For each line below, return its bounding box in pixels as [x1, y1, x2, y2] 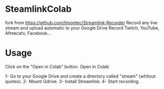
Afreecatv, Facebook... [5, 30, 52, 36]
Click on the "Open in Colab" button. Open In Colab [5, 63, 109, 69]
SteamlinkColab [5, 3, 72, 15]
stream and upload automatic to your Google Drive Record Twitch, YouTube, [5, 25, 160, 30]
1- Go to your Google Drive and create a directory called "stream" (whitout [5, 73, 156, 79]
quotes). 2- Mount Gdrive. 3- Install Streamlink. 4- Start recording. [5, 78, 140, 84]
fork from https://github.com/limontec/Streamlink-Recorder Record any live [5, 20, 158, 26]
